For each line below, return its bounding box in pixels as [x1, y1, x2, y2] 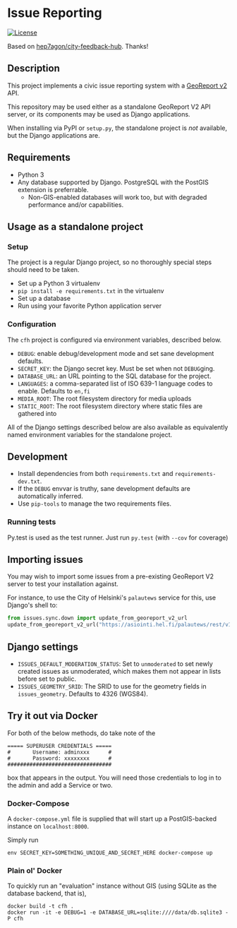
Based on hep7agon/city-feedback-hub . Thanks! [7, 42, 149, 50]
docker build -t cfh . [7, 903, 74, 910]
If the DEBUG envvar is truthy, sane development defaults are [17, 484, 190, 493]
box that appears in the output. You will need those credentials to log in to [7, 773, 222, 782]
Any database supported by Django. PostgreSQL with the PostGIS [17, 178, 209, 186]
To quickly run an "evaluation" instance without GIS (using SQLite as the [7, 881, 217, 891]
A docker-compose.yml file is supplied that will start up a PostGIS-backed [7, 814, 217, 823]
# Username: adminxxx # [7, 749, 112, 756]
